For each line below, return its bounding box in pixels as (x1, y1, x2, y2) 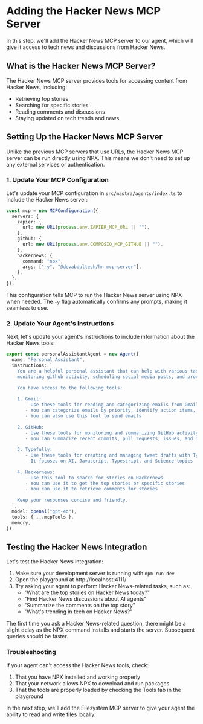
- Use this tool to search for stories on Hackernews (25, 475, 164, 481)
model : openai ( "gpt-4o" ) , (11, 508, 77, 514)
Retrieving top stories (14, 95, 69, 102)
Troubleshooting (6, 648, 56, 656)
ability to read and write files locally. (6, 711, 96, 718)
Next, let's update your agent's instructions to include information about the (6, 333, 195, 341)
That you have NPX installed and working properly (14, 673, 141, 681)
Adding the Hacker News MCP (6, 4, 161, 18)
